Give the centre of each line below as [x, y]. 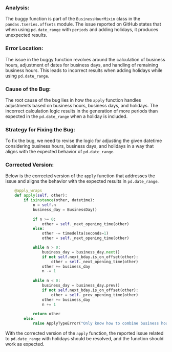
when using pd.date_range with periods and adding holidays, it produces [82, 30]
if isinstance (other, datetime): [59, 200]
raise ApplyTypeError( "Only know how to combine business [96, 323]
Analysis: [17, 8]
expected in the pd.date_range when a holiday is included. [67, 116]
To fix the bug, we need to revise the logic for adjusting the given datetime [84, 141]
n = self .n [44, 205]
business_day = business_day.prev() [81, 286]
